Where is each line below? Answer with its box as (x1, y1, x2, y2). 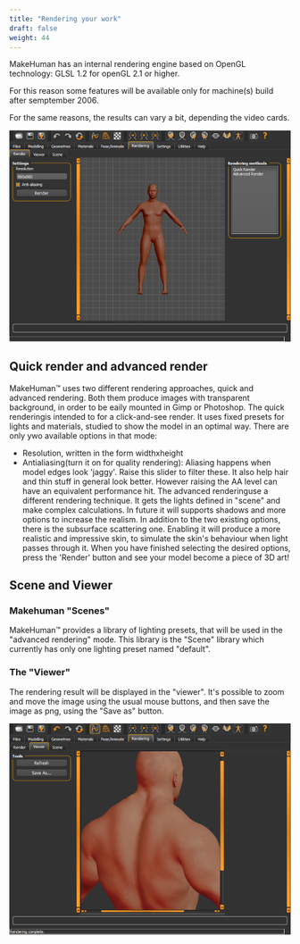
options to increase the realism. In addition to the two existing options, (21, 514, 281, 524)
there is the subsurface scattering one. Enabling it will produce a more (21, 523, 281, 534)
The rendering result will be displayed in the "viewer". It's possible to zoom (9, 686, 285, 697)
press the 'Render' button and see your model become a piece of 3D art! (21, 552, 290, 563)
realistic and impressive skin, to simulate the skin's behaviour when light (21, 532, 288, 544)
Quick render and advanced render (9, 359, 208, 374)
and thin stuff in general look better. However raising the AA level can (21, 476, 278, 487)
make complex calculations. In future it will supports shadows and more (21, 505, 287, 515)
